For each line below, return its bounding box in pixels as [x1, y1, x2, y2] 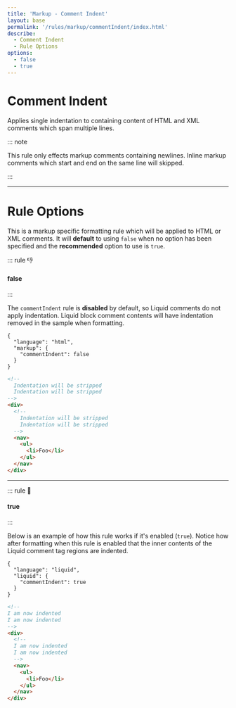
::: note [7, 137, 28, 146]
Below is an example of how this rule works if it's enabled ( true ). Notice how [7, 532, 229, 541]
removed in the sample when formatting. [7, 318, 125, 327]
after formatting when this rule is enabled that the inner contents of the [7, 539, 213, 548]
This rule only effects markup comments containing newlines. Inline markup [7, 151, 227, 159]
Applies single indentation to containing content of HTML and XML [7, 116, 200, 125]
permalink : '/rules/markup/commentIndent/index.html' [7, 23, 169, 30]
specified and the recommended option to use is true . [7, 241, 165, 250]
